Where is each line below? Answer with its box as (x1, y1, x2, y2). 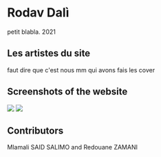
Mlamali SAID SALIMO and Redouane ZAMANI (7, 143, 138, 151)
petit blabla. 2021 (7, 28, 56, 36)
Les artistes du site (7, 48, 91, 59)
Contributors (7, 125, 64, 136)
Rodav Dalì (7, 5, 69, 21)
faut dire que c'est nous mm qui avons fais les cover (7, 65, 155, 74)
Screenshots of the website (7, 86, 128, 98)
